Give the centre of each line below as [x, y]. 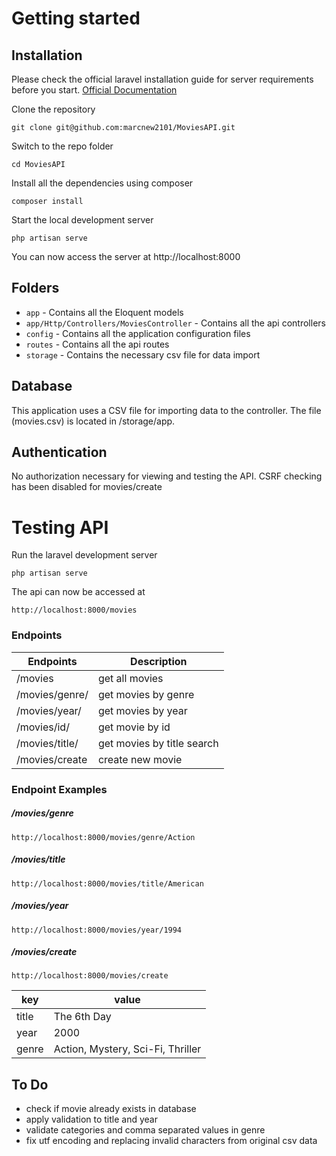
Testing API [60, 527]
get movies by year [142, 710]
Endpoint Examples [59, 789]
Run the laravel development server [84, 555]
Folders [35, 288]
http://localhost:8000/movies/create [90, 976]
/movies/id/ [43, 727]
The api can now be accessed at [78, 592]
